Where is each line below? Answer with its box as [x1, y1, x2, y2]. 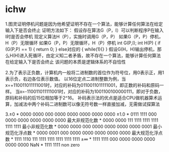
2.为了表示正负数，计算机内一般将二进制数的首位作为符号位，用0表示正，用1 [5, 69, 164, 75]
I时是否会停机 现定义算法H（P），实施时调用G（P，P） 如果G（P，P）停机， [5, 33, 163, 39]
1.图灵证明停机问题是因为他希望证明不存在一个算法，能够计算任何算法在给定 [5, 21, 163, 27]
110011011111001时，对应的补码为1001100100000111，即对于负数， [27, 88, 163, 94]
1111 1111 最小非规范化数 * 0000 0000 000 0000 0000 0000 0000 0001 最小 [5, 123, 162, 129]
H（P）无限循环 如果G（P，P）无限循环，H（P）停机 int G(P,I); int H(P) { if [5, 39, 161, 46]
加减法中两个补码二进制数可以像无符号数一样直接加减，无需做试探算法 [14, 101, 160, 107]
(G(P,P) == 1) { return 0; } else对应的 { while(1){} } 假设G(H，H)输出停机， [5, 46, 157, 52]
